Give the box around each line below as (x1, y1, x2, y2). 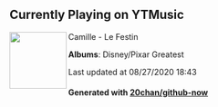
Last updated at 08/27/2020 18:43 (67, 66, 198, 77)
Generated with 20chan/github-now (67, 87, 209, 98)
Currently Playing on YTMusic (9, 7, 184, 23)
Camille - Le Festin (67, 31, 139, 42)
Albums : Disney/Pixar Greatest (67, 49, 184, 60)
